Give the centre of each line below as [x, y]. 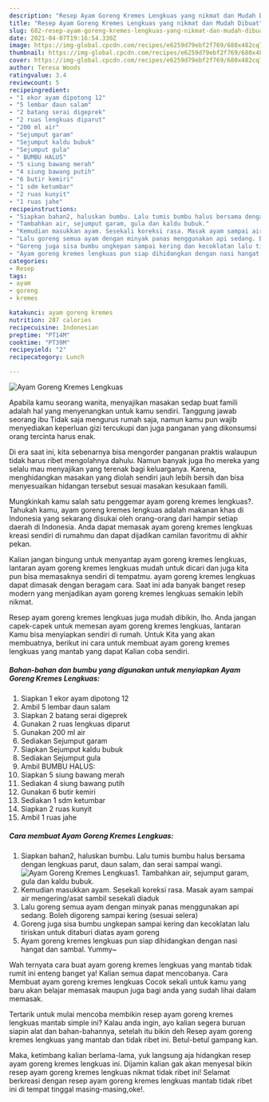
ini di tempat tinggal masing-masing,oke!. [77, 1089]
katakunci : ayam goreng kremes [61, 313]
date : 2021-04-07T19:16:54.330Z [63, 38]
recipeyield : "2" [38, 350]
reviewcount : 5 [34, 82]
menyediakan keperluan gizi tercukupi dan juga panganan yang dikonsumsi [133, 428]
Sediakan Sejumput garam [64, 741]
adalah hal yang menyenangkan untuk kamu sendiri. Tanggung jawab [123, 411]
